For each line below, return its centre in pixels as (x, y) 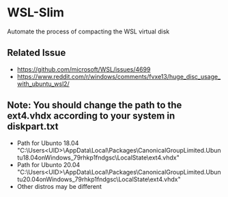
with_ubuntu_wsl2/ (43, 84)
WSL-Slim (36, 13)
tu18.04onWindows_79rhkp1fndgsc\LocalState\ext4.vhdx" (98, 157)
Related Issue (37, 53)
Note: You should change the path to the (95, 105)
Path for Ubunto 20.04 (48, 164)
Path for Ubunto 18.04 (48, 143)
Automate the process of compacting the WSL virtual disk (88, 31)
